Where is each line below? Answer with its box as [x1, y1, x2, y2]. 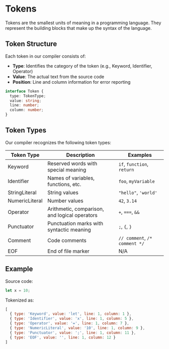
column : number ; [10, 107, 44, 112]
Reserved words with [47, 160, 98, 167]
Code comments [47, 237, 87, 244]
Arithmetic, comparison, [47, 205, 104, 212]
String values [47, 189, 79, 196]
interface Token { [5, 89, 44, 94]
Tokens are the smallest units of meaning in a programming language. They [5, 20, 161, 26]
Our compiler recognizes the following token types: [5, 139, 112, 145]
